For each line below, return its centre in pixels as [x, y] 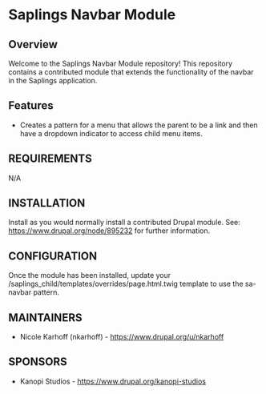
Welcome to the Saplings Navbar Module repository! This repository [121, 63]
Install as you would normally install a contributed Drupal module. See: [124, 223]
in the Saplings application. [53, 80]
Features [31, 106]
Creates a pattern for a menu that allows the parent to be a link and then [139, 125]
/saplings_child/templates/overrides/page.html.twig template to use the [126, 284]
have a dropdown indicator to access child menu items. [111, 133]
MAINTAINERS [45, 318]
